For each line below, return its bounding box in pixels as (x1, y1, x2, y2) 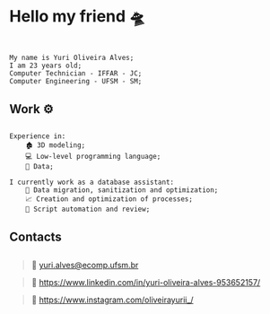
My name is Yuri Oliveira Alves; (9, 54, 135, 63)
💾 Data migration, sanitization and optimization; (25, 186, 219, 195)
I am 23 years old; (9, 61, 83, 71)
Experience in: (9, 132, 66, 141)
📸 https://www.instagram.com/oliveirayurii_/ (30, 294, 195, 305)
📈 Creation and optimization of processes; (25, 195, 193, 204)
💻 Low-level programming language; (25, 153, 161, 161)
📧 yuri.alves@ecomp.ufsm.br (30, 259, 139, 270)
